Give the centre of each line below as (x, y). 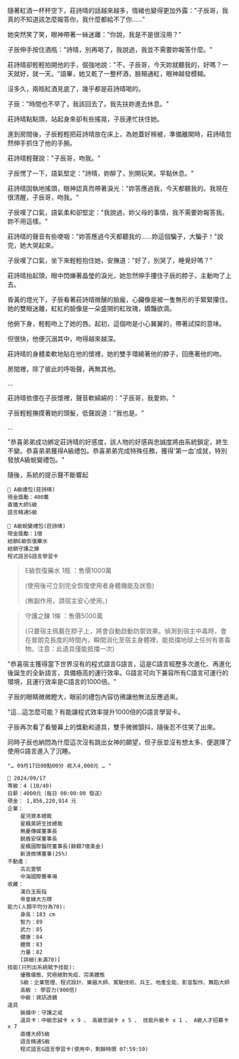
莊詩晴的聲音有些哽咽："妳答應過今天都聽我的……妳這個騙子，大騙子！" (112, 236)
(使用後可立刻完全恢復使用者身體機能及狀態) (90, 585)
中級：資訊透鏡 (39, 998)
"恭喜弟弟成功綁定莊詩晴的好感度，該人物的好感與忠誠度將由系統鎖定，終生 (118, 442)
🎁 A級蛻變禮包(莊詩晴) (37, 526)
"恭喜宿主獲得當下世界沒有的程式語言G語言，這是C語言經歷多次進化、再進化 (119, 664)
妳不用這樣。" (28, 221)
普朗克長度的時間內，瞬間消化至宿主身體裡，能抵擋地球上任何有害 (128, 640)
